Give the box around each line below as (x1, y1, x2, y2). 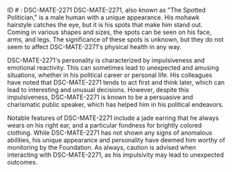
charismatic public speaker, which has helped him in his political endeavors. (7, 101, 224, 108)
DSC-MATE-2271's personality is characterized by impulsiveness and (7, 56, 205, 64)
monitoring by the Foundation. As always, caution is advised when (7, 144, 196, 151)
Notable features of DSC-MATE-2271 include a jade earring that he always (7, 114, 220, 122)
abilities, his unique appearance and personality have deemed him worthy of (7, 136, 226, 144)
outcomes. (7, 158, 38, 166)
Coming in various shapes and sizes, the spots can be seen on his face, (7, 28, 212, 36)
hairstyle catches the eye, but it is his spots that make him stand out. (7, 21, 203, 28)
